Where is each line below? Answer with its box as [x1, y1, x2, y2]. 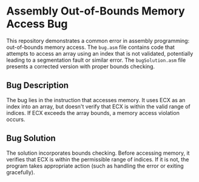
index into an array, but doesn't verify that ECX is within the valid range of [6, 103, 191, 110]
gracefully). [6, 168, 35, 176]
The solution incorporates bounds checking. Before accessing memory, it [6, 149, 190, 157]
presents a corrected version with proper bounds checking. [6, 62, 155, 70]
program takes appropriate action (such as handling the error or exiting [6, 162, 184, 169]
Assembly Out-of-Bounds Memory [6, 4, 185, 18]
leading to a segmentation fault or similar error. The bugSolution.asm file [6, 56, 186, 63]
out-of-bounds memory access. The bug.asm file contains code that [6, 44, 175, 51]
